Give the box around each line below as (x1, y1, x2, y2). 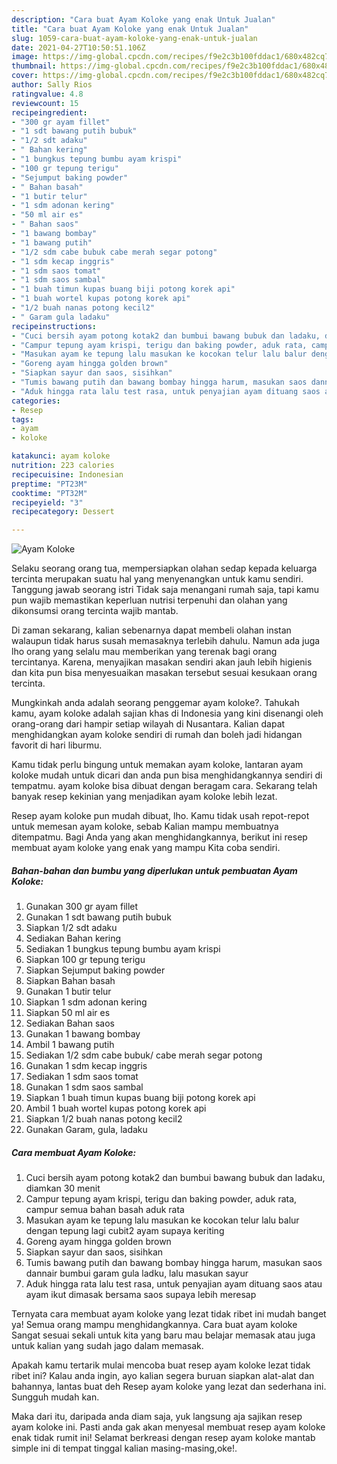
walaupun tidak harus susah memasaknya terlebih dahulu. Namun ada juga (11, 635, 321, 647)
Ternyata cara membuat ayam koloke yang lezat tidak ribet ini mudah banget (11, 1308, 327, 1320)
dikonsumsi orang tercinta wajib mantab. (11, 605, 179, 617)
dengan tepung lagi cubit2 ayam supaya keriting (25, 1225, 225, 1237)
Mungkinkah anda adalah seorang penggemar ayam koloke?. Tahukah (11, 697, 300, 709)
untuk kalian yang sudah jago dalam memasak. (11, 1340, 204, 1352)
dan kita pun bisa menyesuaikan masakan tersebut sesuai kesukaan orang (11, 667, 318, 679)
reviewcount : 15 (11, 98, 79, 108)
